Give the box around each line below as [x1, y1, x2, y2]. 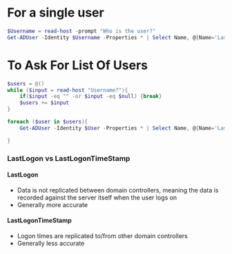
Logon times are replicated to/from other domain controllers [17, 231, 188, 240]
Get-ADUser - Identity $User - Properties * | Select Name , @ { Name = [19, 124, 215, 132]
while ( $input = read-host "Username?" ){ [7, 86, 128, 94]
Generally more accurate [17, 200, 88, 208]
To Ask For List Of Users [7, 57, 148, 73]
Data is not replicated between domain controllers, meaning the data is [17, 186, 219, 194]
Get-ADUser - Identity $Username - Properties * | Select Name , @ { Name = [7, 34, 215, 41]
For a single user [7, 5, 105, 21]
